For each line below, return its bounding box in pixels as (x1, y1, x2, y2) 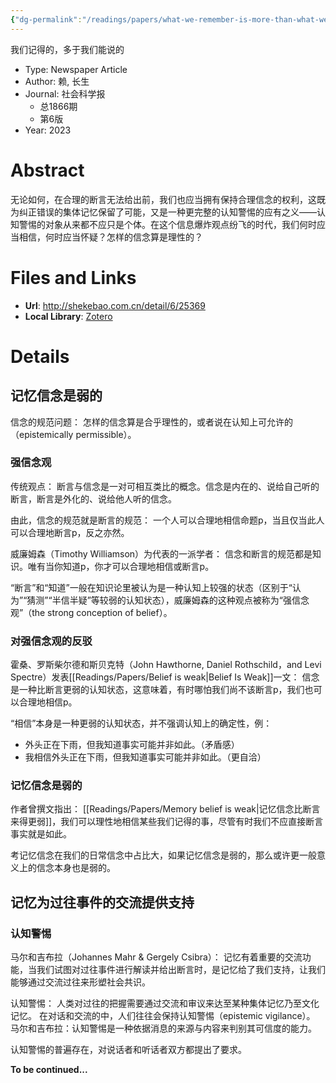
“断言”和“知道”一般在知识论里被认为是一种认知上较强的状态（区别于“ (10, 581, 293, 593)
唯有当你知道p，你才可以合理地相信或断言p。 (27, 560, 215, 572)
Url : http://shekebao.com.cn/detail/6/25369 (24, 299, 206, 311)
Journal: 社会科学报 (24, 87, 106, 100)
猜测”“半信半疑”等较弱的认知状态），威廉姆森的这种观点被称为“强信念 (26, 594, 310, 606)
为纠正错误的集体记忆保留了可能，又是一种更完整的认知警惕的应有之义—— (10, 206, 317, 218)
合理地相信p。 (18, 696, 78, 708)
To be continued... (10, 1064, 88, 1076)
